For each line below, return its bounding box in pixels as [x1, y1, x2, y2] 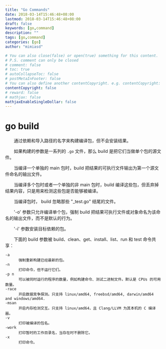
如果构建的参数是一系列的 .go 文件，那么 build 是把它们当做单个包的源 [13, 148, 157, 154]
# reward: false [5, 90, 39, 95]
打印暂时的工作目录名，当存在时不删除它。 [18, 331, 93, 336]
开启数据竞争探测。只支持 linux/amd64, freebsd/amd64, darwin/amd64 [18, 292, 154, 297]
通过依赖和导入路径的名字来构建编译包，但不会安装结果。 [13, 138, 131, 144]
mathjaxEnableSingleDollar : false [5, 99, 77, 104]
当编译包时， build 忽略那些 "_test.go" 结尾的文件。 [13, 199, 118, 205]
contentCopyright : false [5, 85, 56, 90]
